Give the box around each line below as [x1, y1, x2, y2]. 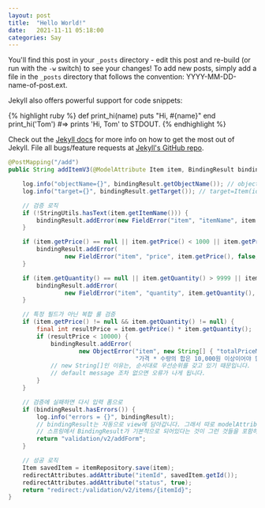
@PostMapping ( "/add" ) [8, 159, 80, 167]
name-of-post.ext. [8, 81, 68, 90]
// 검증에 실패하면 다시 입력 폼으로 [22, 398, 123, 406]
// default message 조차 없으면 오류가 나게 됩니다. [50, 369, 206, 378]
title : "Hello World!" [8, 19, 87, 27]
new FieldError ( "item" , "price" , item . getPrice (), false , [64, 253, 259, 261]
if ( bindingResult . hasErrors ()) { [22, 405, 136, 413]
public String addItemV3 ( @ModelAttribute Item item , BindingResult [8, 166, 235, 174]
